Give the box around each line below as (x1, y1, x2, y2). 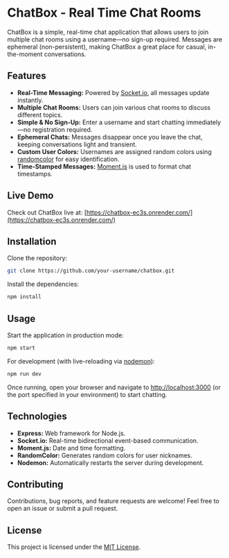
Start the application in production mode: (7, 331, 125, 339)
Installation (7, 235, 57, 247)
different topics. (17, 110, 63, 119)
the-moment (7, 50, 43, 58)
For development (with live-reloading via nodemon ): (7, 357, 156, 365)
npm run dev (7, 370, 42, 378)
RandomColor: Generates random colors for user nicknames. (17, 451, 192, 459)
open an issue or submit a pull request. (7, 505, 118, 513)
